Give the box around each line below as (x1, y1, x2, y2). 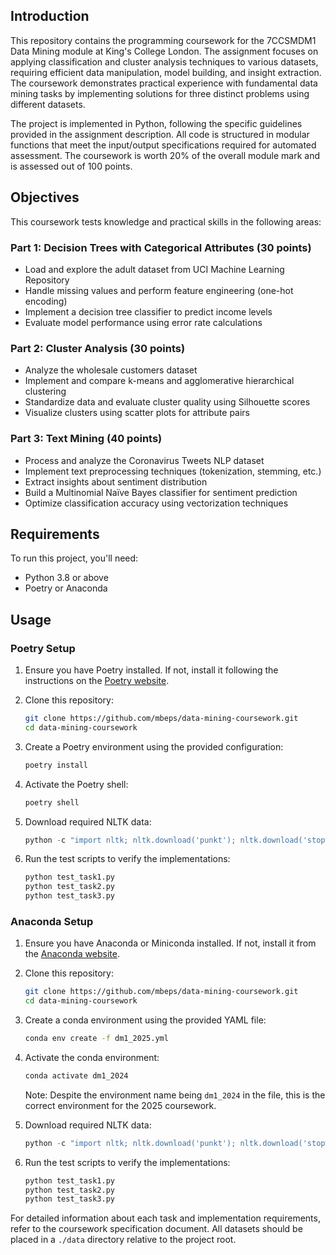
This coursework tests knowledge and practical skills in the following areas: (10, 215, 322, 228)
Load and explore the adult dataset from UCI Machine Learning (24, 263, 285, 275)
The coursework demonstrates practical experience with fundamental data (10, 77, 318, 89)
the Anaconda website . (24, 948, 120, 960)
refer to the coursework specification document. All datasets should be (10, 1223, 303, 1235)
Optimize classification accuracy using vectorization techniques (24, 497, 289, 509)
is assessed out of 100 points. (10, 160, 133, 172)
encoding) (24, 295, 68, 307)
